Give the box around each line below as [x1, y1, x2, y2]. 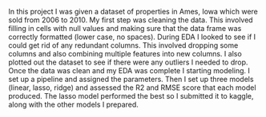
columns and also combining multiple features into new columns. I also [8, 49, 242, 58]
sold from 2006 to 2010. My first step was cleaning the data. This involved [8, 15, 254, 25]
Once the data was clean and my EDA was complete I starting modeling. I [8, 66, 251, 75]
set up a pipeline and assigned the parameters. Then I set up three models [8, 75, 254, 84]
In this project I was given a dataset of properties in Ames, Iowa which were [8, 7, 259, 16]
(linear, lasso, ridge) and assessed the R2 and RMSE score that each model [8, 83, 256, 92]
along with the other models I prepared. [8, 99, 139, 109]
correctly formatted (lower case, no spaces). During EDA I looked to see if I [8, 32, 256, 41]
